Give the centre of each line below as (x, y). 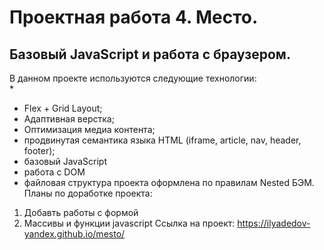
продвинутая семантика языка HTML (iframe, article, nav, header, (162, 140)
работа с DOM (54, 172)
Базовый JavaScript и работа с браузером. (150, 54)
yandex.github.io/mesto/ (74, 234)
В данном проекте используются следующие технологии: (133, 78)
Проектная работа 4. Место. (134, 17)
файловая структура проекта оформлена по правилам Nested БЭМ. (169, 182)
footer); (39, 150)
